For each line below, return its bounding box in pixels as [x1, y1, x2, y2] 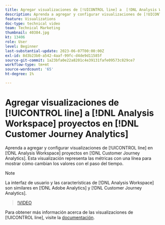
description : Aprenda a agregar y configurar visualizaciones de [5, 12, 141, 17]
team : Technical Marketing [5, 26, 60, 31]
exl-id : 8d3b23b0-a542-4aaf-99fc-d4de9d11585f [5, 53, 102, 58]
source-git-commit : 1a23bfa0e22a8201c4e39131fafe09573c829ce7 [5, 58, 135, 63]
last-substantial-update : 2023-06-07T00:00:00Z [5, 48, 105, 53]
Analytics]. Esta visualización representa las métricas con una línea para [5, 155, 151, 161]
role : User [5, 39, 27, 44]
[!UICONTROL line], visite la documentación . [5, 214, 95, 220]
